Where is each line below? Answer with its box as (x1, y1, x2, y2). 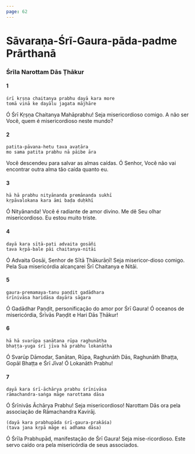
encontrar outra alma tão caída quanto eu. (6, 166, 109, 173)
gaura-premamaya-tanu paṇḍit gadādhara (6, 289, 105, 296)
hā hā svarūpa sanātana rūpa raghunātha (6, 338, 108, 343)
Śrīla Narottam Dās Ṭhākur (6, 67, 84, 76)
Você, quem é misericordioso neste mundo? (6, 117, 113, 124)
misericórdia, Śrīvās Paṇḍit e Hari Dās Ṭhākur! (6, 311, 118, 318)
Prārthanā (6, 47, 57, 60)
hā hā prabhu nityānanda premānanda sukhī (6, 193, 112, 199)
